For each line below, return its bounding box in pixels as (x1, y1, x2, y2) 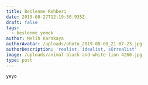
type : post (6, 57, 33, 63)
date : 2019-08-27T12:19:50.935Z (6, 14, 85, 20)
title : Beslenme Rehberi (6, 8, 67, 15)
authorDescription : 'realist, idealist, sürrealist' (6, 47, 137, 52)
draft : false (6, 19, 38, 25)
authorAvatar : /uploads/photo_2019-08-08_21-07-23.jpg (6, 41, 143, 47)
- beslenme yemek (11, 30, 54, 36)
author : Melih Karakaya (6, 36, 64, 41)
